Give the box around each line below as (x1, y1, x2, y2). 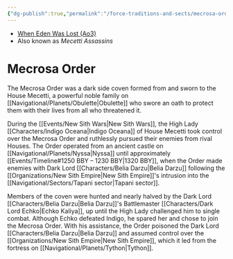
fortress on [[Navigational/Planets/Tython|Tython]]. (7, 244, 154, 252)
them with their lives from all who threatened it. (7, 106, 142, 115)
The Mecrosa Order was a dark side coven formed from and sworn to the (7, 84, 216, 92)
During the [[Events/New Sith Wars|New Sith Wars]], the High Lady (7, 119, 199, 128)
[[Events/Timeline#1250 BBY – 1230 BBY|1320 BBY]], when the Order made (7, 156, 223, 165)
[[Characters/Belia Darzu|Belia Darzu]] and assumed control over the (7, 228, 205, 237)
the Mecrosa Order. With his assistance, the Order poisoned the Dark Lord (7, 222, 220, 230)
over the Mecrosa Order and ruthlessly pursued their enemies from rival (7, 134, 213, 142)
